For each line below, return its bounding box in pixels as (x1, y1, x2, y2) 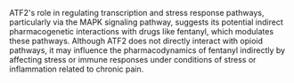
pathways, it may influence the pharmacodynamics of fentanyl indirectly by (9, 45, 286, 56)
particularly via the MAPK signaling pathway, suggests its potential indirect (9, 17, 283, 27)
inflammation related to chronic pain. (9, 64, 144, 74)
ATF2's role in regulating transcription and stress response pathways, (9, 8, 265, 18)
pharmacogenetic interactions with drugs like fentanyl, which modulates (9, 26, 274, 36)
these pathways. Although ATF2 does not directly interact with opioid (9, 35, 264, 46)
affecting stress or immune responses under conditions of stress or (9, 55, 257, 64)
